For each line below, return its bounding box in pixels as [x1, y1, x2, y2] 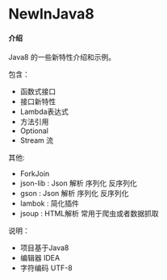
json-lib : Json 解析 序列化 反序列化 [19, 178, 137, 188]
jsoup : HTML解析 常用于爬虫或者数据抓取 [19, 209, 159, 219]
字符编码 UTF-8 [19, 263, 73, 273]
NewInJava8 [8, 5, 94, 23]
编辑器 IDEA [19, 253, 61, 263]
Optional [19, 126, 48, 136]
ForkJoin [19, 169, 50, 178]
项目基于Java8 [19, 243, 69, 253]
